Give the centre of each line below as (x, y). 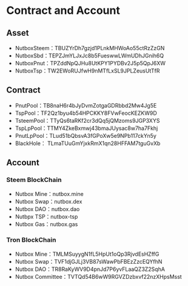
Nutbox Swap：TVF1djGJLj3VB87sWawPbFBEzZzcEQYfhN (89, 261)
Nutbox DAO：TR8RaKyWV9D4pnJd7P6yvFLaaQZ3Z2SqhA (90, 269)
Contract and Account (63, 11)
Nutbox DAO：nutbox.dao (47, 209)
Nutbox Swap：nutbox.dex (49, 201)
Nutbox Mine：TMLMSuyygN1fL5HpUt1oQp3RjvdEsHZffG (87, 254)
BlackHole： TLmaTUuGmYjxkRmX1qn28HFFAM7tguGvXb (88, 143)
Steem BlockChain (34, 180)
